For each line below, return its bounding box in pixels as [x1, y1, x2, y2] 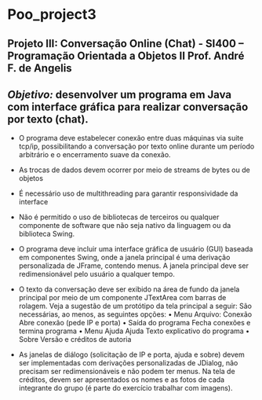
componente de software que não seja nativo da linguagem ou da [18, 221, 231, 230]
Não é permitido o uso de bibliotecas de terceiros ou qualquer [18, 212, 220, 222]
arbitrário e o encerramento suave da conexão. [18, 150, 171, 160]
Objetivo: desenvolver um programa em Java [7, 88, 232, 101]
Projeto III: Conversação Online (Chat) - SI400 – [7, 37, 244, 50]
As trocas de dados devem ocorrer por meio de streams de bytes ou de [18, 165, 250, 174]
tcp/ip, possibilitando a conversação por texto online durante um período [18, 141, 255, 151]
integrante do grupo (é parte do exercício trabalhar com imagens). [18, 383, 233, 393]
